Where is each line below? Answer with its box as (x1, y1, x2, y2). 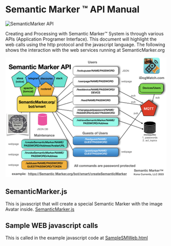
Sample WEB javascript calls (5, 221, 98, 230)
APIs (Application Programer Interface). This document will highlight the (5, 36, 157, 42)
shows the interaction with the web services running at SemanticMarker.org (5, 47, 165, 53)
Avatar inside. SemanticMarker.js (5, 206, 75, 213)
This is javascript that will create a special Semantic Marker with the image (5, 201, 163, 207)
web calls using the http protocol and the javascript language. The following (5, 41, 165, 47)
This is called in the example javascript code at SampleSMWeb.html (5, 235, 148, 241)
